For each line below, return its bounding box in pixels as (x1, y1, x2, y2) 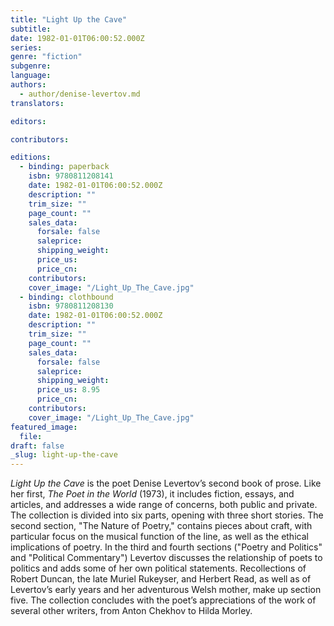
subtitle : (10, 24, 52, 34)
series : (10, 42, 43, 53)
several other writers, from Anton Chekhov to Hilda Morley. (10, 605, 253, 617)
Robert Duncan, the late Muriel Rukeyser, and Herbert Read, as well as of (10, 573, 312, 585)
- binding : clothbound (19, 292, 114, 302)
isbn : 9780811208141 (28, 171, 114, 181)
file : (19, 431, 43, 441)
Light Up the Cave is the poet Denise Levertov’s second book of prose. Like (10, 477, 322, 490)
